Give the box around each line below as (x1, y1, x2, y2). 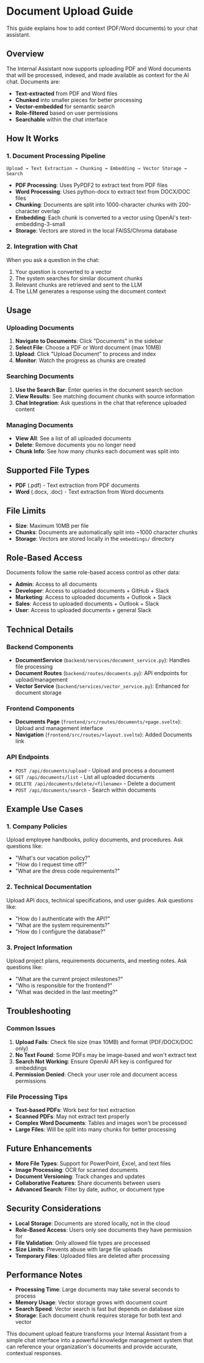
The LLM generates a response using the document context (15, 287, 166, 294)
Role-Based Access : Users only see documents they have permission (15, 1226, 192, 1233)
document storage (15, 689, 62, 696)
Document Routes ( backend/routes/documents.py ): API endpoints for (15, 670, 188, 677)
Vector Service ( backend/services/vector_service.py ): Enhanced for (15, 682, 189, 690)
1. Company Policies (6, 822, 67, 831)
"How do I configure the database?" (15, 927, 106, 935)
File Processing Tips (6, 1092, 68, 1101)
